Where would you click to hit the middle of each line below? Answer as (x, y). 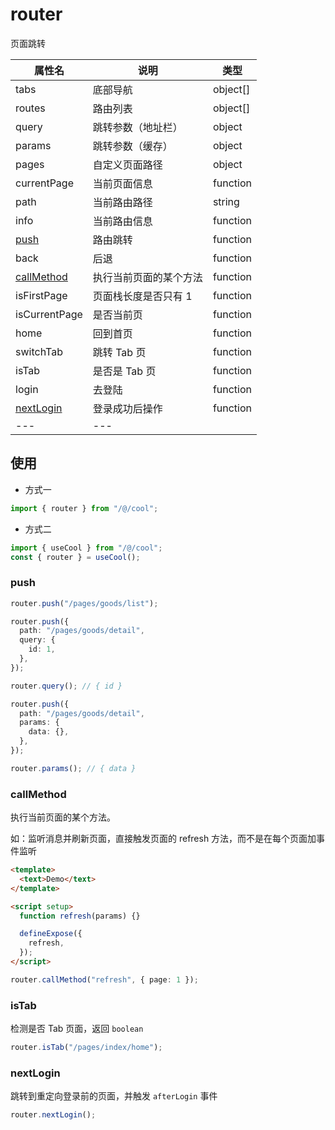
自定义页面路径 (127, 165)
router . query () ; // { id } (66, 686)
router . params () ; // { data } (73, 768)
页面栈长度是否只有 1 (142, 296)
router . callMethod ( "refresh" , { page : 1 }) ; (104, 979)
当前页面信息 (122, 183)
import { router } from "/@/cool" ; (84, 508)
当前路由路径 (122, 202)
